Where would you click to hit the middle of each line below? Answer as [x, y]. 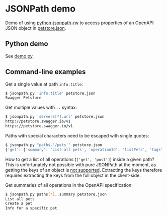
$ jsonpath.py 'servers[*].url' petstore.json [55, 117]
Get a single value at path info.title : [44, 84]
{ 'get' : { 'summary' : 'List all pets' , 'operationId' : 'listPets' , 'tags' [84, 150]
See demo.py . [20, 56]
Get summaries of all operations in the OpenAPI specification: [69, 185]
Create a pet [19, 204]
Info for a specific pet [31, 208]
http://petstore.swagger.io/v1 [38, 121]
